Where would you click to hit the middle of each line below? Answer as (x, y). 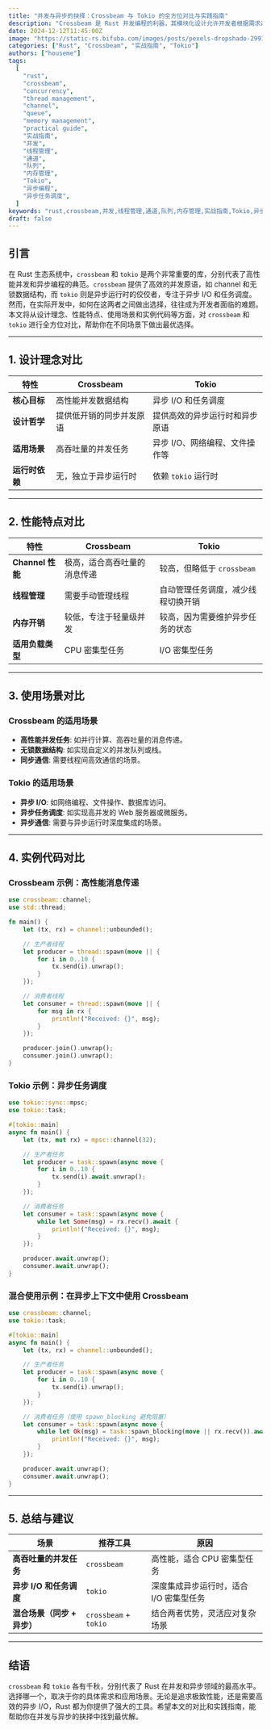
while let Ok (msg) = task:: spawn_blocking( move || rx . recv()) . (146, 1432)
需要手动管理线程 (97, 596)
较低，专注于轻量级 (101, 617)
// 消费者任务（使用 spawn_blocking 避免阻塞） (96, 1417)
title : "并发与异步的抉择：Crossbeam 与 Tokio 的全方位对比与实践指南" (118, 16)
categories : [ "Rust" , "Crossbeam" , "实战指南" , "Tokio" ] (104, 46)
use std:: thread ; (38, 908)
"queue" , (38, 114)
